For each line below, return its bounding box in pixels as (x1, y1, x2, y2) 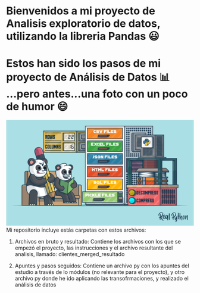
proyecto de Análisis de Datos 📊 (6, 70, 170, 84)
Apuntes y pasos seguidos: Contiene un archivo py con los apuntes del (14, 262, 189, 269)
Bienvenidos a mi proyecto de (6, 4, 156, 18)
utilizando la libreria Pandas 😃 (6, 30, 160, 43)
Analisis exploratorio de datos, (6, 17, 161, 30)
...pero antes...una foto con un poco (6, 88, 188, 101)
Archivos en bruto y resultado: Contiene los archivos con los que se (14, 238, 182, 245)
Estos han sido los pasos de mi (6, 57, 161, 70)
